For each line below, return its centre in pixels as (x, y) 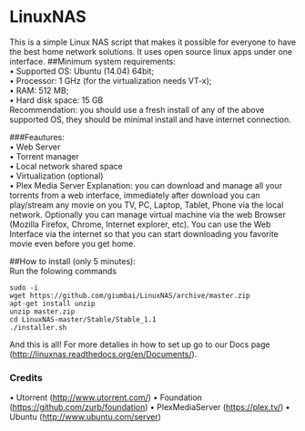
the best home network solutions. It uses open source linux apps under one (151, 51)
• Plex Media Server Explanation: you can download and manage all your (146, 185)
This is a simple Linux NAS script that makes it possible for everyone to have (153, 42)
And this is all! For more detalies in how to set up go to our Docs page (140, 344)
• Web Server (35, 147)
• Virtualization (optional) (56, 176)
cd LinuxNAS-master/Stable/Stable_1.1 (83, 319)
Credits (26, 377)
